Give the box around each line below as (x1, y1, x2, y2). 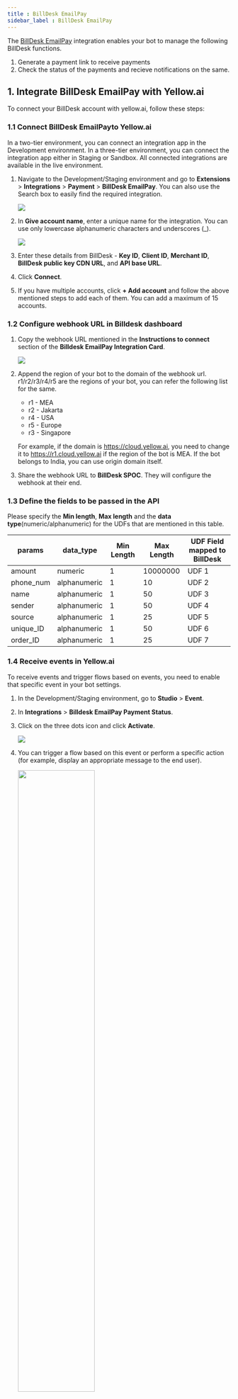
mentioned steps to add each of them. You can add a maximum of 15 (17, 293, 218, 302)
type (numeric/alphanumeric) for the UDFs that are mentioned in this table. (7, 520, 225, 528)
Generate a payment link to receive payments (17, 57, 151, 66)
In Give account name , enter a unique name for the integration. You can (17, 217, 228, 225)
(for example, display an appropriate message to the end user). (17, 756, 202, 764)
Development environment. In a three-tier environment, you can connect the (7, 146, 230, 154)
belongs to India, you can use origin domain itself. (17, 457, 163, 465)
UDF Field (191, 536, 225, 546)
